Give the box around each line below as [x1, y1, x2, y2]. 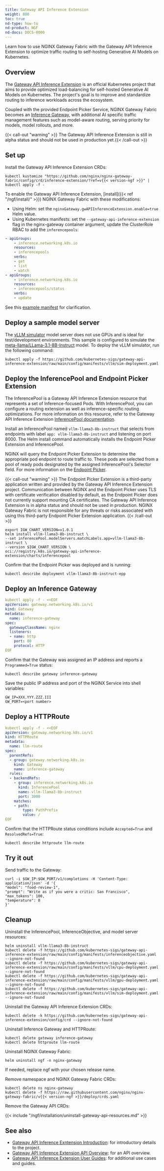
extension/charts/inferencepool [5, 553, 71, 558]
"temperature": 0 [5, 898, 41, 903]
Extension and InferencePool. [5, 441, 65, 447]
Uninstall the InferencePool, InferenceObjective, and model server [5, 929, 139, 935]
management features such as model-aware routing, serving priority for [5, 117, 150, 123]
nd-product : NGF [5, 26, 38, 30]
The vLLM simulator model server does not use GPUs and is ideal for [5, 331, 144, 337]
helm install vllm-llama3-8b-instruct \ [5, 531, 89, 536]
